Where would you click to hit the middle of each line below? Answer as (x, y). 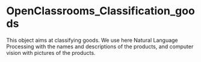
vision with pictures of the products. (51, 52)
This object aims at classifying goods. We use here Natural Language (92, 40)
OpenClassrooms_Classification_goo (101, 11)
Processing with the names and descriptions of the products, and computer (100, 46)
